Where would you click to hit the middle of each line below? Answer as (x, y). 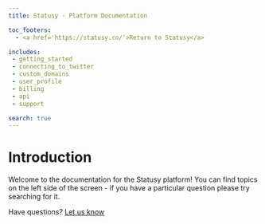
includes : (25, 52)
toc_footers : (30, 30)
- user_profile (37, 81)
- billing (28, 88)
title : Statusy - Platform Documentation (78, 16)
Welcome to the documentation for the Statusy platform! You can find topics (133, 179)
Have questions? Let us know (57, 212)
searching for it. (34, 197)
